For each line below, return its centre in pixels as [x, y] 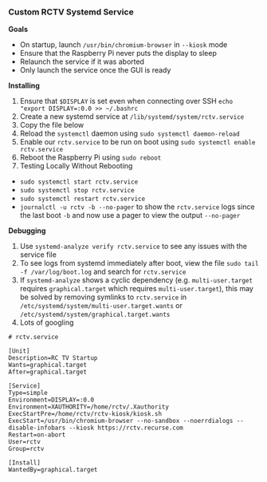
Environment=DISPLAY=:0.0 [51, 400]
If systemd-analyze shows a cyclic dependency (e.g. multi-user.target [136, 280]
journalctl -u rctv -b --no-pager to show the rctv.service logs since [137, 207]
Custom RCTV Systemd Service [71, 12]
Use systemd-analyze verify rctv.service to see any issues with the [133, 247]
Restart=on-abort [37, 435]
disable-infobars [37, 428]
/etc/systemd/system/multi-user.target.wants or [101, 306]
